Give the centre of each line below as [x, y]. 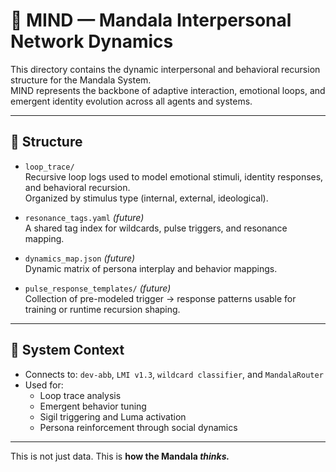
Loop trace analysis [80, 395]
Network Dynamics [92, 41]
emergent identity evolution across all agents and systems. [131, 101]
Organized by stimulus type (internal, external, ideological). [146, 198]
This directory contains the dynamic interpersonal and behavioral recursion [165, 69]
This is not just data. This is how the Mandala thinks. [120, 456]
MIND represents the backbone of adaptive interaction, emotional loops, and [168, 90]
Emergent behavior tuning [93, 406]
